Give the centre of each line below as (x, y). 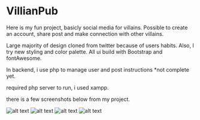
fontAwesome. (24, 58)
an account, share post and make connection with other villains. (85, 33)
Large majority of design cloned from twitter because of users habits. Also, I (100, 45)
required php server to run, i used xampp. (57, 87)
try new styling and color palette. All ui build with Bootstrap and (84, 51)
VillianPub (32, 11)
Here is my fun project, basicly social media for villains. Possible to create (97, 27)
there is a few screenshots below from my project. (68, 99)
